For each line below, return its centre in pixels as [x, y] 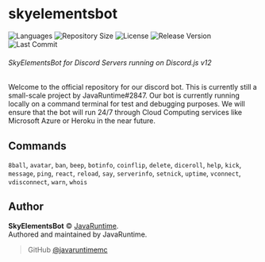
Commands [38, 146]
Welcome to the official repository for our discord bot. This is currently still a [133, 87]
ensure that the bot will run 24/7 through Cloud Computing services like [125, 113]
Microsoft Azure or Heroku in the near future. [82, 121]
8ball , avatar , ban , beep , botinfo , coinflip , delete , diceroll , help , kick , [125, 164]
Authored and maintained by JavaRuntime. [78, 234]
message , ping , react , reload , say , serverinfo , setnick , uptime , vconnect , [125, 173]
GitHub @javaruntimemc [68, 249]
